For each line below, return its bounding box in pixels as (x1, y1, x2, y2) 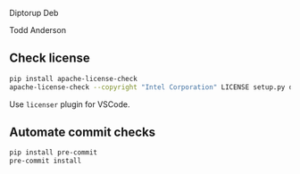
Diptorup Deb (9, 8, 59, 18)
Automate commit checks (9, 124, 156, 139)
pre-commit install (9, 156, 82, 166)
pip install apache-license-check (9, 74, 138, 83)
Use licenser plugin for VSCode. (9, 98, 130, 110)
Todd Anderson (9, 25, 67, 35)
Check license (9, 51, 91, 66)
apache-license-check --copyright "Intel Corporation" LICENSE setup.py (9, 82, 286, 92)
